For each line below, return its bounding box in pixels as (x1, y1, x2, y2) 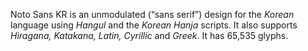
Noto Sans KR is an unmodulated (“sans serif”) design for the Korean (10, 9, 295, 20)
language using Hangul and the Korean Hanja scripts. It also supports (10, 19, 298, 31)
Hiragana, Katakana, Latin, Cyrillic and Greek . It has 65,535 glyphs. (10, 30, 289, 41)
